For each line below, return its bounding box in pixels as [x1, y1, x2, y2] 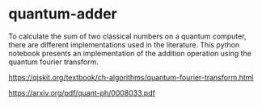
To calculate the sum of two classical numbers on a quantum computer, [8, 31, 247, 41]
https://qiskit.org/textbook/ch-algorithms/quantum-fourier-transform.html [8, 72, 254, 82]
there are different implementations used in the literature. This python [8, 39, 240, 49]
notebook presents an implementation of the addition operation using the [8, 48, 252, 58]
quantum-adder [8, 5, 117, 23]
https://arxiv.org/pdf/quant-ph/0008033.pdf [8, 88, 156, 97]
